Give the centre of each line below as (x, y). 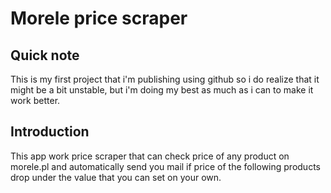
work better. (35, 100)
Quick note (45, 55)
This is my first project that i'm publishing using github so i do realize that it (165, 79)
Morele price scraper (99, 18)
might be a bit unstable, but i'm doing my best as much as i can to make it (162, 90)
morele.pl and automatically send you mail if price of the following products (165, 166)
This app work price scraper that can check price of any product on (150, 156)
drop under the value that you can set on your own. (116, 177)
